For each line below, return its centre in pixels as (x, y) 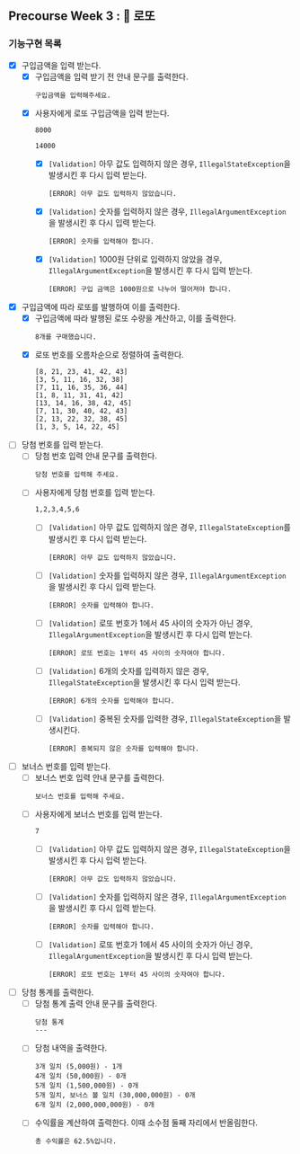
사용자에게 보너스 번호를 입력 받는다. (98, 814)
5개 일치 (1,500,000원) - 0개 (87, 1086)
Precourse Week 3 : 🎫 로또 (82, 16)
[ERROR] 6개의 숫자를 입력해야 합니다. (111, 701)
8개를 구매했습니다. (66, 337)
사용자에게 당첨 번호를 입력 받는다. (95, 493)
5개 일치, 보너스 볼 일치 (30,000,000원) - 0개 (115, 1096)
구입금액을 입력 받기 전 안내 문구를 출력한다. (111, 76)
